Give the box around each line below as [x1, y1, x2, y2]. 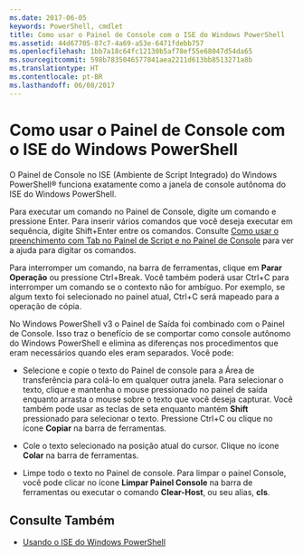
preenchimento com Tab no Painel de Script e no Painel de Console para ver [9, 235, 294, 246]
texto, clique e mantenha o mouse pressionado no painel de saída [22, 384, 269, 395]
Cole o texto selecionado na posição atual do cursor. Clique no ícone [22, 440, 279, 451]
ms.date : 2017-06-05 [9, 13, 88, 23]
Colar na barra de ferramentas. [22, 450, 139, 461]
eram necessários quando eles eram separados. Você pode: [9, 346, 234, 358]
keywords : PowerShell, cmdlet [9, 22, 124, 31]
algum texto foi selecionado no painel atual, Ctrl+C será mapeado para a [9, 291, 279, 302]
